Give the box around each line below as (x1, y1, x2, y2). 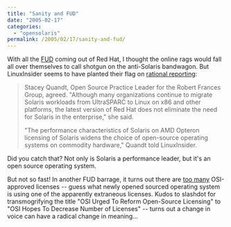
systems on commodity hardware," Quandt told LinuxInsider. (24, 141, 198, 149)
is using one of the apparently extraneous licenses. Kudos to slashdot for (7, 190, 216, 199)
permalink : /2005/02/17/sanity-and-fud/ (7, 36, 126, 43)
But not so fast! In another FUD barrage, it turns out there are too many (7, 175, 210, 184)
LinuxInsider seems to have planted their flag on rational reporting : (7, 70, 198, 78)
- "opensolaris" (13, 29, 60, 37)
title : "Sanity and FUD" (7, 10, 79, 17)
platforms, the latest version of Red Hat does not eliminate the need (24, 106, 218, 114)
